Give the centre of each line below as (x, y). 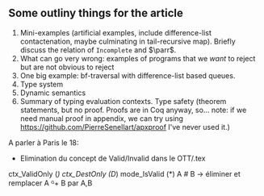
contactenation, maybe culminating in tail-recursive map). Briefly (128, 41)
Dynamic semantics (53, 93)
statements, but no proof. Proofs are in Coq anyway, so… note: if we (133, 110)
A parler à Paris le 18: (44, 142)
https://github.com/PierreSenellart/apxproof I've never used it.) (125, 127)
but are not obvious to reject (67, 67)
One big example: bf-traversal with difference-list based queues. (128, 75)
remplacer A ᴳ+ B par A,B (50, 183)
